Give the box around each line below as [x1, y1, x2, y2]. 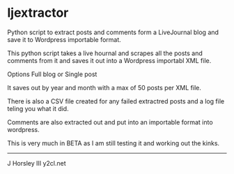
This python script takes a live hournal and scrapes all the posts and [7, 49, 203, 57]
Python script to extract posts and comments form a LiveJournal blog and [7, 28, 219, 36]
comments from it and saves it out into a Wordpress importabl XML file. [7, 56, 212, 64]
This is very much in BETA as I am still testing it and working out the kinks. [7, 138, 220, 147]
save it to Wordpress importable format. [7, 35, 122, 43]
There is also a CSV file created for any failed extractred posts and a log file [7, 96, 225, 106]
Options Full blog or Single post [7, 70, 97, 78]
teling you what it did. [7, 104, 69, 113]
